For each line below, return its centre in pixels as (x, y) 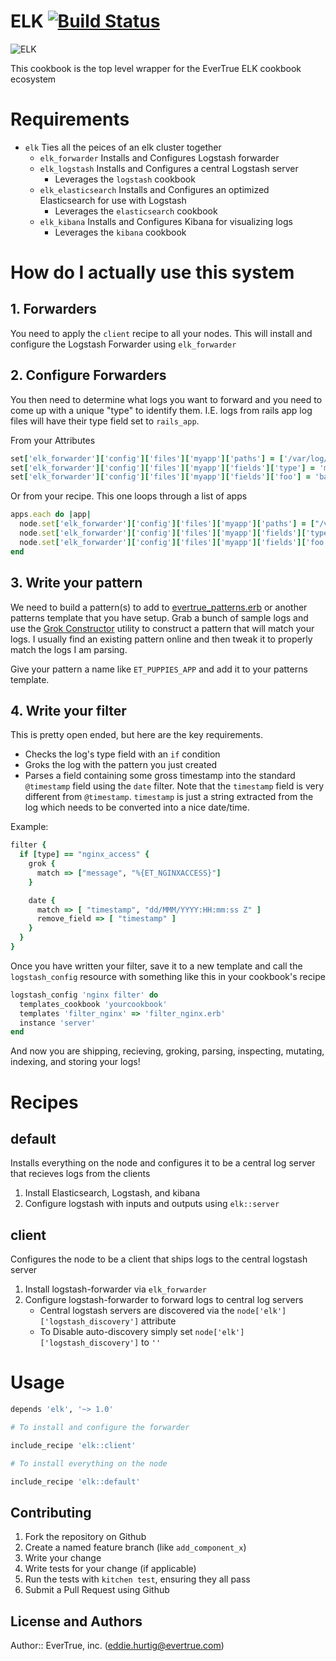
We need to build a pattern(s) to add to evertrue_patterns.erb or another (159, 607)
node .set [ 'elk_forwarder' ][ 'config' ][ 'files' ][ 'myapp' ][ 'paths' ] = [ (167, 524)
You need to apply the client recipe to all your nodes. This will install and (161, 333)
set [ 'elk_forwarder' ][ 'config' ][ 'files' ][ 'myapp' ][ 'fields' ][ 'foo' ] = (160, 477)
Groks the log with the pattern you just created (121, 765)
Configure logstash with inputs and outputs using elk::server (152, 1204)
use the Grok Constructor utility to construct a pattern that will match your (162, 628)
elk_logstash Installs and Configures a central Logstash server (169, 168)
